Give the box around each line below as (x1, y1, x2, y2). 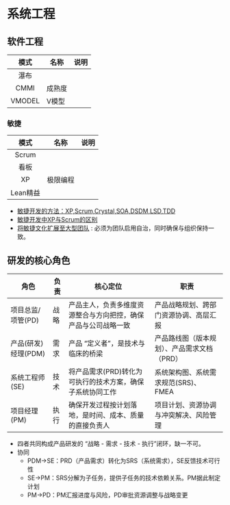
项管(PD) (10, 315, 40, 325)
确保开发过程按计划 (68, 400, 131, 410)
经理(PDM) (10, 349, 46, 359)
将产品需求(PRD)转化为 (68, 367, 143, 376)
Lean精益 (10, 188, 40, 198)
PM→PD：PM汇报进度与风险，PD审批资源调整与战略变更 (27, 491, 188, 500)
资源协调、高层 (161, 311, 210, 320)
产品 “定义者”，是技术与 (68, 339, 145, 348)
